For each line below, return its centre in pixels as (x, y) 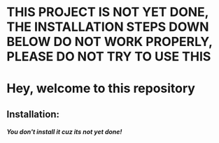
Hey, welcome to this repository (101, 89)
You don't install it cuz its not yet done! (64, 132)
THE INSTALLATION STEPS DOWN (108, 27)
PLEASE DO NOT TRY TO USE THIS (109, 57)
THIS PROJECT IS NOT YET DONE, (108, 12)
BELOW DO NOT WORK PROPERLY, (109, 42)
